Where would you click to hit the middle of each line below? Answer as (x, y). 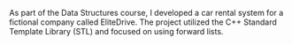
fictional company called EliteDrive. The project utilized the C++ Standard (143, 22)
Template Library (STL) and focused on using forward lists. (116, 31)
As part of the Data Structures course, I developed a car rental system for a (146, 13)
